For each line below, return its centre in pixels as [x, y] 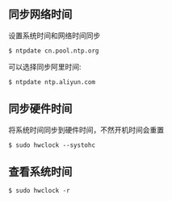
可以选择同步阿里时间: [45, 66]
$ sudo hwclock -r [39, 191]
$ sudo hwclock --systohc [52, 145]
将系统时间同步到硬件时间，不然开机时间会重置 [86, 130]
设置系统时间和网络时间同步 [55, 36]
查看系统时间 [40, 172]
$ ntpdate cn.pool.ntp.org [54, 51]
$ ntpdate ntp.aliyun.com [52, 82]
